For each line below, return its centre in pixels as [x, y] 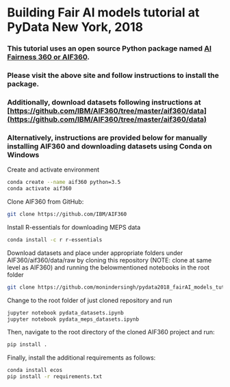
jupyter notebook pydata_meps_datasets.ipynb [73, 319]
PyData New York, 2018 [75, 27]
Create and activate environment [53, 170]
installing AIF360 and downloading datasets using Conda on [110, 146]
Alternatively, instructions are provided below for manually [107, 137]
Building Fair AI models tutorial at [103, 13]
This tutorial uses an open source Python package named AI [110, 49]
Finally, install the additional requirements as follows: [81, 358]
